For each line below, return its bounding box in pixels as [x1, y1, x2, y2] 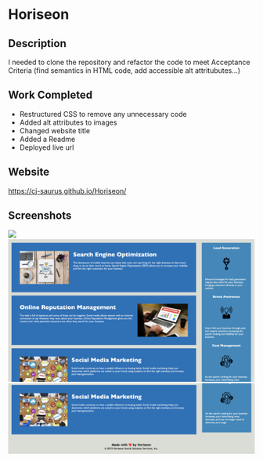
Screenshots [8, 209, 72, 223]
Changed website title [19, 125, 91, 135]
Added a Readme [19, 134, 76, 143]
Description [8, 37, 67, 50]
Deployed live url [19, 143, 74, 152]
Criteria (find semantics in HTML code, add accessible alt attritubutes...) [8, 66, 241, 75]
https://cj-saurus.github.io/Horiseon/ [8, 186, 127, 195]
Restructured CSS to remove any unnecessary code [19, 109, 187, 118]
